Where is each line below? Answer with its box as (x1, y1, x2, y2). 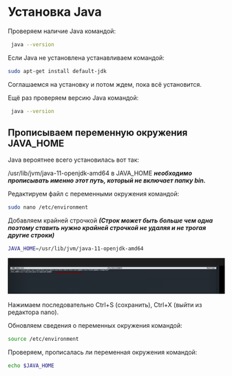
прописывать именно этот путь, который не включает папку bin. (8, 176, 206, 185)
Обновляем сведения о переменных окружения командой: (8, 321, 183, 329)
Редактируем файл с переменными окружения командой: (8, 190, 180, 198)
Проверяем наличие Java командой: (8, 27, 116, 35)
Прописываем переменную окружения (8, 127, 188, 138)
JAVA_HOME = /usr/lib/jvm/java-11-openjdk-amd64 (8, 245, 144, 252)
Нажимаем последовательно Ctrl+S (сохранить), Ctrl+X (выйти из (8, 300, 202, 309)
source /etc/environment (8, 335, 79, 342)
